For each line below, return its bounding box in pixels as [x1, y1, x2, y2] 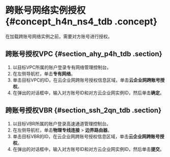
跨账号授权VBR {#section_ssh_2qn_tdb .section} [5, 106, 162, 115]
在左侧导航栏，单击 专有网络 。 [12, 70, 75, 76]
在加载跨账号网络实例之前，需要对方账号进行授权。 [5, 33, 112, 39]
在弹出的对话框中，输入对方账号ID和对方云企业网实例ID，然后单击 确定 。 [12, 90, 164, 96]
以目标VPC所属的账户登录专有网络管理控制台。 [12, 64, 111, 70]
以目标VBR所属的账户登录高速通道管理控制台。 [12, 120, 111, 126]
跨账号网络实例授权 [5, 5, 86, 16]
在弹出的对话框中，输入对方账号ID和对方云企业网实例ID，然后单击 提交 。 [12, 146, 164, 152]
